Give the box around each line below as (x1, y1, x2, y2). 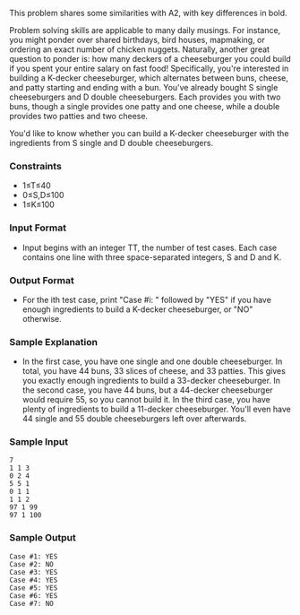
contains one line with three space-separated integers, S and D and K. (21, 251, 282, 263)
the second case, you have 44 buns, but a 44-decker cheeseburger (21, 385, 273, 395)
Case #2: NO (9, 559, 54, 568)
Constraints (9, 160, 63, 172)
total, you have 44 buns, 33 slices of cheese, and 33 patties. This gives (21, 366, 287, 377)
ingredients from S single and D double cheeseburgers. (9, 138, 213, 148)
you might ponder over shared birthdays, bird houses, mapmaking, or (9, 35, 266, 45)
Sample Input (9, 436, 69, 448)
